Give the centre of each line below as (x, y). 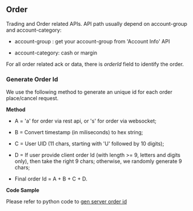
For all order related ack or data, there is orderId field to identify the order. (95, 64)
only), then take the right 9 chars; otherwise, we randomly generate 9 (98, 161)
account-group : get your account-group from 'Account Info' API (92, 41)
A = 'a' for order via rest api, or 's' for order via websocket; (85, 121)
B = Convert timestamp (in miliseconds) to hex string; (79, 132)
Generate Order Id (32, 79)
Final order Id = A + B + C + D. (51, 179)
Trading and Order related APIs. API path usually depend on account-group (97, 23)
